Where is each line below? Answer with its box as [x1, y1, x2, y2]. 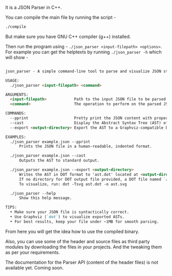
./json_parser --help [10, 191, 56, 196]
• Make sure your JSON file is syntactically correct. [10, 210, 130, 215]
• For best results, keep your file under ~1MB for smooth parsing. [10, 219, 159, 224]
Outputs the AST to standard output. [18, 158, 100, 163]
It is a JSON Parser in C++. [5, 5, 62, 10]
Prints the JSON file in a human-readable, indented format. [18, 144, 153, 149]
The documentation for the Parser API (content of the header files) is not [5, 259, 159, 265]
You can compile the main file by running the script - [5, 14, 116, 20]
